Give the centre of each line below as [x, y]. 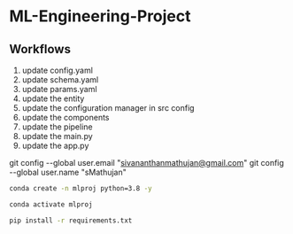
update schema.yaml [60, 80]
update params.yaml [59, 89]
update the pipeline [57, 127]
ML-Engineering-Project [100, 16]
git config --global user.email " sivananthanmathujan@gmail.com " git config [147, 163]
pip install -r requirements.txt [71, 220]
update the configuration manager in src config [108, 108]
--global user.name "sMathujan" [68, 172]
